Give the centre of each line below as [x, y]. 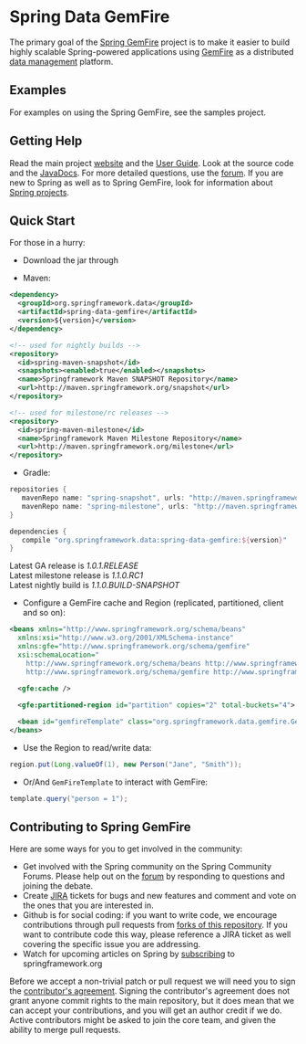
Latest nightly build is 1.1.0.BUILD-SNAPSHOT [95, 585]
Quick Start [42, 221]
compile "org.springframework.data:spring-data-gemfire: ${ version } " [154, 540]
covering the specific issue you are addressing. [112, 944]
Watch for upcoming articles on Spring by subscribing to [128, 954]
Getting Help [46, 141]
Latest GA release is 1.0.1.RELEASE [74, 566]
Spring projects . [40, 192]
